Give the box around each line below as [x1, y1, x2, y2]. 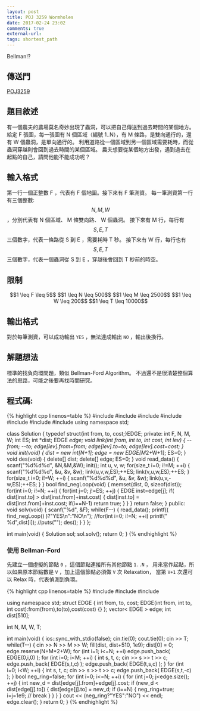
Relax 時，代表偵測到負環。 [13, 576, 81, 583]
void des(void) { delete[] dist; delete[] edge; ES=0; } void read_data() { [7, 455, 179, 462]
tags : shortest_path [7, 36, 58, 42]
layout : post [7, 8, 39, 15]
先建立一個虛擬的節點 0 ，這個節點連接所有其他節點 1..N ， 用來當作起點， [7, 561, 189, 568]
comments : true [7, 25, 45, 32]
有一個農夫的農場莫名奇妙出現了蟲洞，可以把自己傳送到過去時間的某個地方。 [7, 123, 195, 131]
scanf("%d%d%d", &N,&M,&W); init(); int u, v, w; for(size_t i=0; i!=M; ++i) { [7, 461, 190, 468]
